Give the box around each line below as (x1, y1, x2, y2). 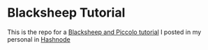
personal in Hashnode (7, 35, 71, 43)
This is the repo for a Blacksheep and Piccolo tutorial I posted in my (7, 28, 202, 36)
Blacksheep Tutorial (7, 5, 126, 21)
